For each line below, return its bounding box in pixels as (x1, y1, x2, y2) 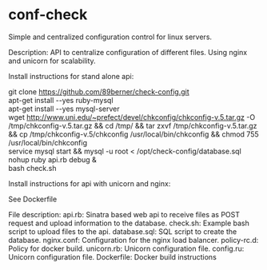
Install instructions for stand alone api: (8, 71, 134, 81)
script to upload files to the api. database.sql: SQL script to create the (8, 226, 237, 236)
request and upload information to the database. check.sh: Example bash (8, 218, 249, 228)
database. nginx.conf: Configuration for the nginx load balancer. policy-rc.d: (8, 235, 259, 244)
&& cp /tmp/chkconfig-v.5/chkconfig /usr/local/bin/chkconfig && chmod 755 (8, 129, 260, 139)
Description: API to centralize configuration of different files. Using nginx (8, 47, 248, 57)
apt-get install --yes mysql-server (8, 104, 120, 113)
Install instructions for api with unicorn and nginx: (8, 178, 171, 189)
